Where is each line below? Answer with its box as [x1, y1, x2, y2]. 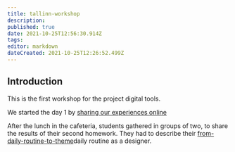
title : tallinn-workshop [7, 10, 80, 18]
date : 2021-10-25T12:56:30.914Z [7, 30, 102, 37]
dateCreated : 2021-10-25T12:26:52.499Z [7, 50, 125, 57]
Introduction [7, 75, 63, 88]
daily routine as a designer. [73, 137, 152, 145]
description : [7, 17, 46, 24]
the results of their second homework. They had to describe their [7, 129, 196, 137]
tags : [7, 37, 23, 44]
